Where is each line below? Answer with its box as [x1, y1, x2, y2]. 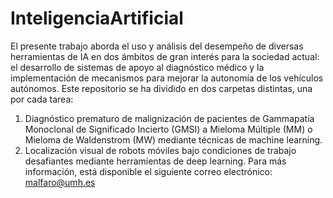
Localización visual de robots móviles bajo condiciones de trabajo [24, 144, 297, 156]
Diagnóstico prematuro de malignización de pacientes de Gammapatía [24, 112, 315, 124]
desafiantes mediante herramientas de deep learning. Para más [24, 155, 287, 167]
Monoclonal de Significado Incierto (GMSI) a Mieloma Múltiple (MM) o [24, 123, 313, 135]
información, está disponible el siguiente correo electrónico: [24, 165, 273, 177]
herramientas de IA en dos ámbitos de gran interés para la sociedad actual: [10, 50, 320, 62]
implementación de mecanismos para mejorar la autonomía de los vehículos [10, 72, 324, 84]
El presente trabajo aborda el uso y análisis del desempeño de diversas [10, 40, 304, 52]
